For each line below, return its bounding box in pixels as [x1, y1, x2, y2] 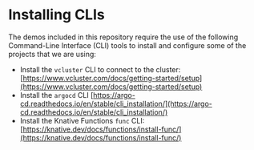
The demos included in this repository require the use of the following [8, 32, 239, 42]
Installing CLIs [8, 6, 106, 24]
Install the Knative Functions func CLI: [19, 116, 145, 125]
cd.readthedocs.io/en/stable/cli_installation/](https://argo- [19, 99, 212, 108]
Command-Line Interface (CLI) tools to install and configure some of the [8, 40, 247, 50]
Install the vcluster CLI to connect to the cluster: [19, 64, 181, 74]
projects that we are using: [8, 49, 96, 59]
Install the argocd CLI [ [19, 90, 94, 99]
